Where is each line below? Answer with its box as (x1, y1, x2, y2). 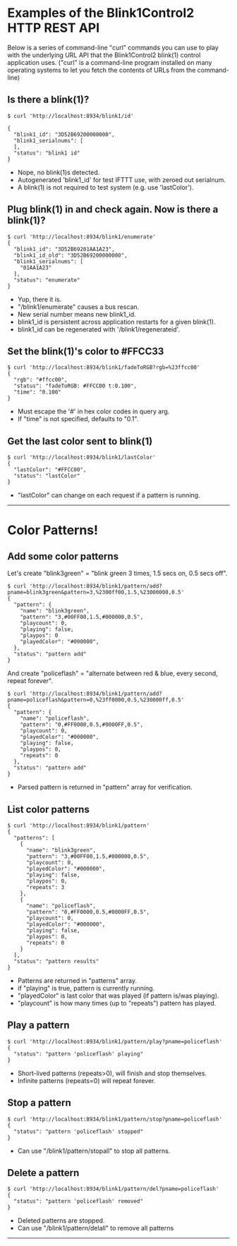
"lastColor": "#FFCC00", (13, 466, 87, 473)
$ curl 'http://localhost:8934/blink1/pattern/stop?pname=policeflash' (7, 1115, 222, 1123)
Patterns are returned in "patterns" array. (17, 976, 138, 985)
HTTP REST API (7, 20, 100, 36)
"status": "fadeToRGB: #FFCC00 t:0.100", (13, 382, 138, 389)
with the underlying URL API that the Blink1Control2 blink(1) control (7, 51, 201, 59)
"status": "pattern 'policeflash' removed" (13, 1198, 143, 1205)
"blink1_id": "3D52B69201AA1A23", (13, 246, 115, 253)
